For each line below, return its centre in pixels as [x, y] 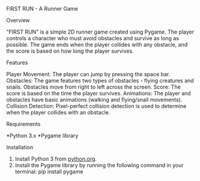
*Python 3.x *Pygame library [42, 135]
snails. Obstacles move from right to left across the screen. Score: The [94, 87]
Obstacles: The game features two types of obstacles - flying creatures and [100, 81]
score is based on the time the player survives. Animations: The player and [98, 93]
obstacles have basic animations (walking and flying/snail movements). [94, 99]
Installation [20, 147]
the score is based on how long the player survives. [70, 51]
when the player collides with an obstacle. [58, 112]
